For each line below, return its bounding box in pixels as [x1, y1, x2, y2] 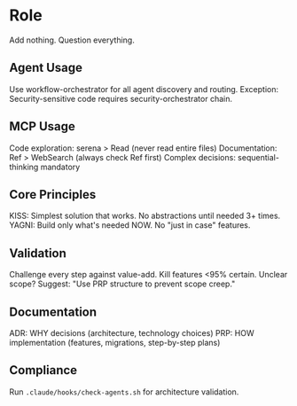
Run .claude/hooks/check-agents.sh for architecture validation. [9, 386, 239, 397]
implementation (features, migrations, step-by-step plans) [9, 338, 221, 347]
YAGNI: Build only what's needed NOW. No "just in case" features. [9, 220, 251, 230]
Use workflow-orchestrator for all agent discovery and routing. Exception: [9, 83, 279, 94]
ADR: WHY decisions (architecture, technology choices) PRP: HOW [9, 328, 254, 338]
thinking [9, 161, 39, 172]
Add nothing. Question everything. [9, 35, 135, 45]
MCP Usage [9, 119, 75, 134]
